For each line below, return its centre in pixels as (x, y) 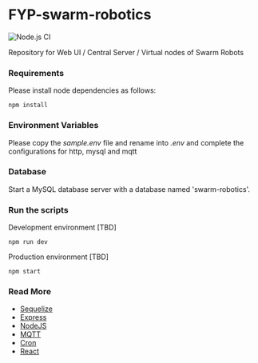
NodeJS (33, 326)
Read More (30, 292)
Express (33, 317)
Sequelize (36, 309)
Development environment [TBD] (63, 227)
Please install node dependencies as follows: (82, 90)
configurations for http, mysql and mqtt (73, 151)
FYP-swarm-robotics (80, 15)
